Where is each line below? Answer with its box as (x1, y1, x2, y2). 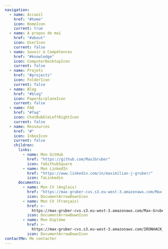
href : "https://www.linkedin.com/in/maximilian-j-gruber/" (27, 171, 153, 176)
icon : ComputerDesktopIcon (14, 59, 70, 64)
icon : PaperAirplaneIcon (14, 96, 66, 101)
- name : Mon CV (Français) (23, 199, 79, 204)
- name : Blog (9, 86, 37, 92)
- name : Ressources (9, 124, 50, 129)
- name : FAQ (9, 105, 35, 110)
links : (18, 148, 32, 153)
